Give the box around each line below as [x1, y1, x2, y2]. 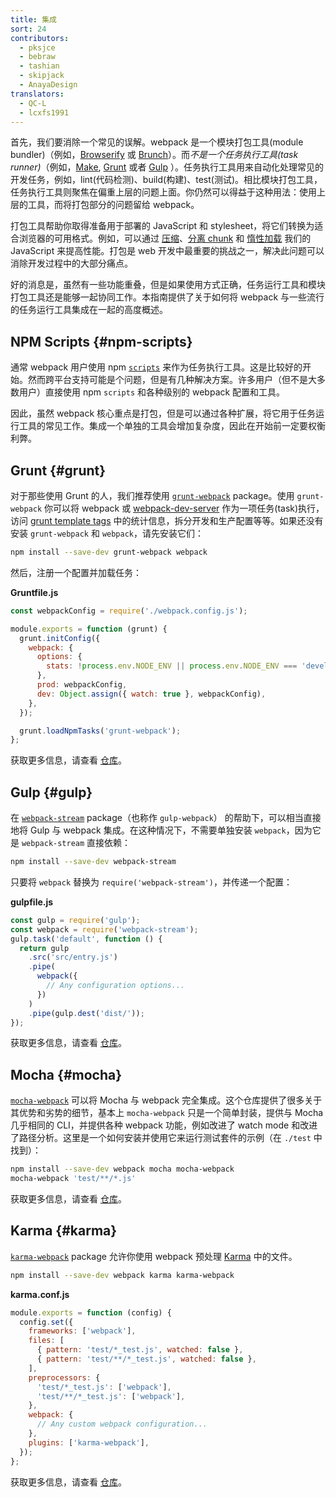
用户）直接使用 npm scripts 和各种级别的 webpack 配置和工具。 [18, 386, 286, 398]
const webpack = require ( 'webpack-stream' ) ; [10, 924, 199, 935]
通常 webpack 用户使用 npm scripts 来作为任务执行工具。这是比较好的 [10, 361, 303, 373]
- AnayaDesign [19, 80, 78, 90]
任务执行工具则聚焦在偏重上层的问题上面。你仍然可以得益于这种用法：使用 [10, 186, 317, 198]
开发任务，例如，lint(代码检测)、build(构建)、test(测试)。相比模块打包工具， [10, 174, 323, 186]
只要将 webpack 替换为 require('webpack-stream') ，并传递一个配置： [10, 876, 293, 888]
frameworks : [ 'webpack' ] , [28, 1326, 137, 1336]
